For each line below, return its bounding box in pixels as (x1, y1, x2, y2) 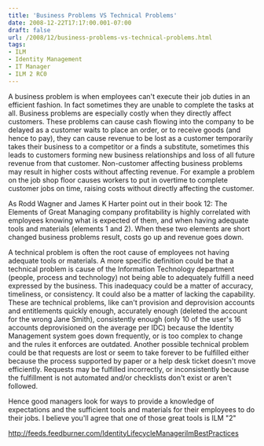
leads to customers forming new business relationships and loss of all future (8, 150, 255, 160)
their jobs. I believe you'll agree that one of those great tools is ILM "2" (8, 413, 237, 422)
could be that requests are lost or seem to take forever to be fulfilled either (8, 348, 250, 357)
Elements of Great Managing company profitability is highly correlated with (8, 207, 251, 216)
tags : (8, 41, 26, 49)
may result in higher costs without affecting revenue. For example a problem (8, 167, 255, 176)
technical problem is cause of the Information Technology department (8, 264, 235, 274)
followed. (8, 381, 38, 390)
